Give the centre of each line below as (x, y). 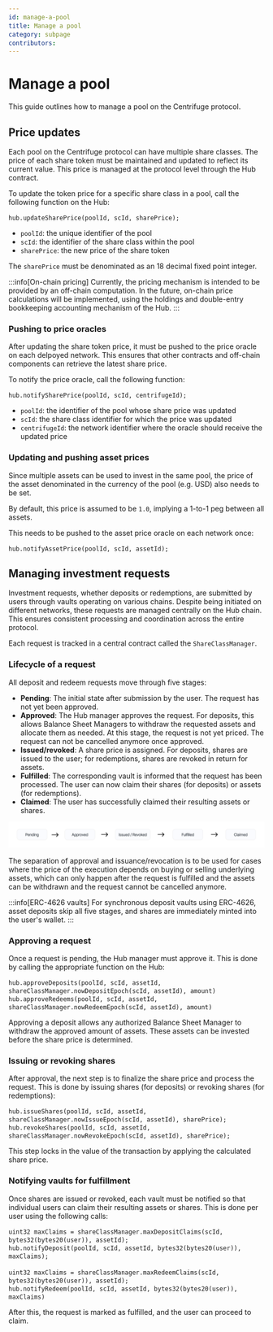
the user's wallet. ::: (41, 920)
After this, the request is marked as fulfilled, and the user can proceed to (130, 1312)
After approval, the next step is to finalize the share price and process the (131, 1078)
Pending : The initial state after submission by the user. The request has (140, 698)
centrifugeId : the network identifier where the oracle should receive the (141, 428)
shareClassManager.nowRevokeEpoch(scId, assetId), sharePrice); (119, 1136)
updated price (43, 437)
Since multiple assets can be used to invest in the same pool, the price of (131, 475)
